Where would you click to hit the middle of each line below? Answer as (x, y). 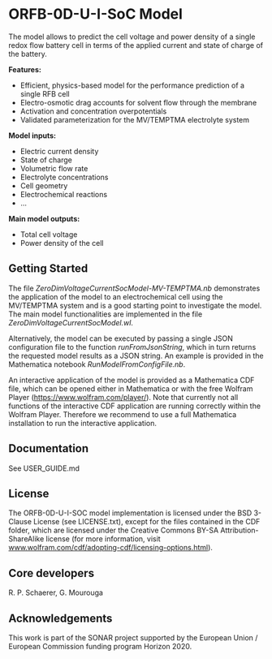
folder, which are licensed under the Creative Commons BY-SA (114, 530)
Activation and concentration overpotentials (93, 111)
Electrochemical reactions (64, 194)
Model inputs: (32, 136)
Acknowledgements (60, 618)
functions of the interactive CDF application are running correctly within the (135, 406)
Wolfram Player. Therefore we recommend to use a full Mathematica (123, 414)
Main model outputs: (44, 218)
